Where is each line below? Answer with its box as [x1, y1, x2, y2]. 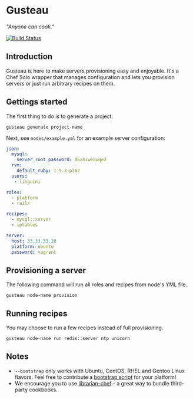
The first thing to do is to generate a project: [6, 113, 114, 120]
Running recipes [6, 308, 68, 319]
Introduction [6, 51, 53, 62]
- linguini [14, 178, 41, 185]
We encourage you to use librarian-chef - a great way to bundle [14, 380, 169, 387]
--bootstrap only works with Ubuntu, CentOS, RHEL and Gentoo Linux [14, 367, 185, 374]
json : [6, 146, 19, 152]
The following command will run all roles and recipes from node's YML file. [6, 281, 187, 288]
